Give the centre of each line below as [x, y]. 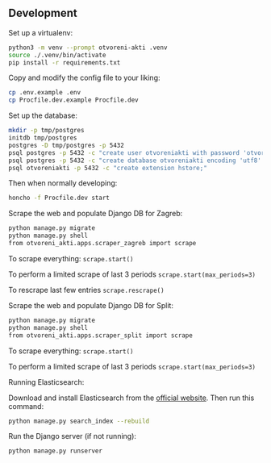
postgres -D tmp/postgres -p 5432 [67, 145]
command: [26, 406]
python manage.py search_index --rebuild [79, 421]
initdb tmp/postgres [43, 138]
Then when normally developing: [63, 183]
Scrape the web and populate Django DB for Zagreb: [96, 214]
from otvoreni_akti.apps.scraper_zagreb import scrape [102, 244]
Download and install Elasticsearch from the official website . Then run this [131, 398]
